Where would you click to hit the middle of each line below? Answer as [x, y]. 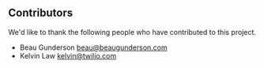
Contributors [41, 13]
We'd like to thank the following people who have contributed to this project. [132, 32]
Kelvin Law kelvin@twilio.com [68, 55]
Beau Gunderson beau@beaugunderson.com [93, 47]
